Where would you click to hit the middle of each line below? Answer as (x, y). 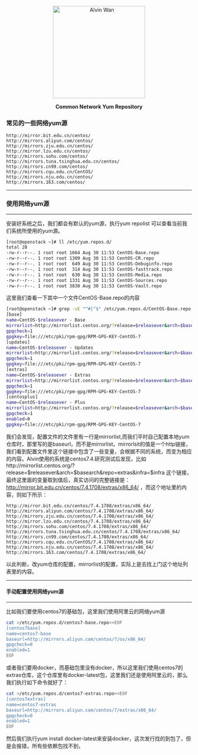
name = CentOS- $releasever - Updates (50, 348)
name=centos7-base (29, 634)
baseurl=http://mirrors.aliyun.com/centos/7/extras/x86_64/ (82, 710)
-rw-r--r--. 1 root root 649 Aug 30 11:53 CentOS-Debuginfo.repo (89, 264)
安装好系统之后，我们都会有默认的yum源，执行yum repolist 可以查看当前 (94, 223)
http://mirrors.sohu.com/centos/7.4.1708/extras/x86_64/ (77, 526)
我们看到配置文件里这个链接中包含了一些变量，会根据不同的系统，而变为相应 (99, 451)
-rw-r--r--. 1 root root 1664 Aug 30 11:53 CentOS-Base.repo (83, 253)
